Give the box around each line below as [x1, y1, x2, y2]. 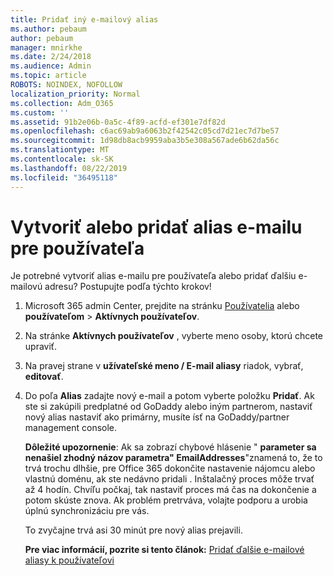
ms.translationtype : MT [10, 145, 110, 155]
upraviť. [24, 341, 58, 353]
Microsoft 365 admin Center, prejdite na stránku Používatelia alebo [24, 300, 300, 312]
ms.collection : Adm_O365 [10, 98, 114, 108]
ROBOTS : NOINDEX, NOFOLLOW [10, 80, 123, 90]
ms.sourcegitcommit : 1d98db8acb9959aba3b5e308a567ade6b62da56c [10, 136, 280, 146]
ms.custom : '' [10, 107, 70, 118]
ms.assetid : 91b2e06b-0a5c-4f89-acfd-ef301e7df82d [10, 117, 226, 127]
